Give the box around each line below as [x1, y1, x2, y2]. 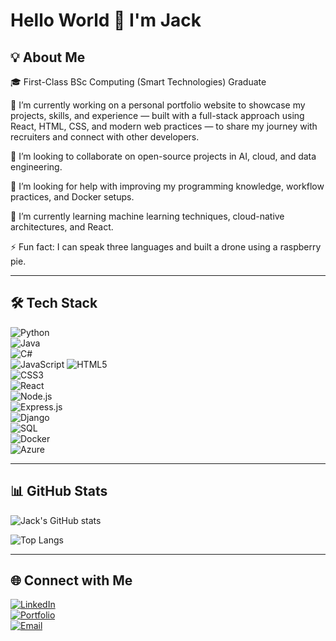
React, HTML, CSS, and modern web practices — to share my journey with [10, 120, 318, 132]
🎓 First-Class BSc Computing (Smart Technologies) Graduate [10, 76, 267, 88]
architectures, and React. [10, 221, 114, 233]
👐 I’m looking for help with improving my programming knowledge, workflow [10, 180, 325, 192]
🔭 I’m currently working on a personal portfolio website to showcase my [10, 99, 306, 111]
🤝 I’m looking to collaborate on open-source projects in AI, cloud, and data [10, 150, 317, 162]
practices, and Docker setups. [10, 191, 135, 203]
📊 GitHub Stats [10, 483, 108, 500]
